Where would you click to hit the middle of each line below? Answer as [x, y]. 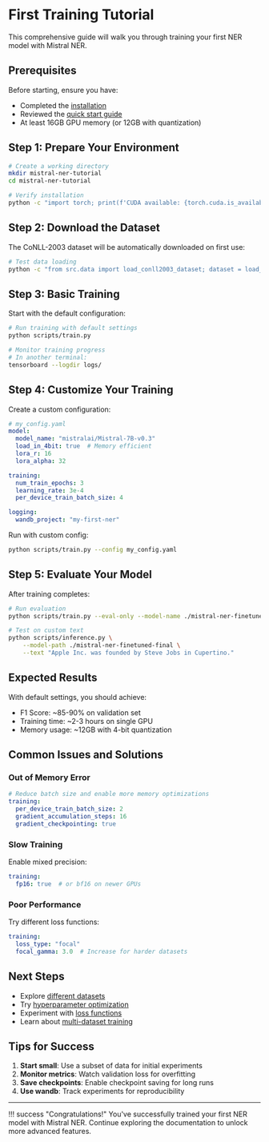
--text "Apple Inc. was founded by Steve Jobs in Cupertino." [128, 653]
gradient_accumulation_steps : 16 [71, 817]
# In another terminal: [48, 357]
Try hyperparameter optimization [74, 1004]
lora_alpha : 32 [41, 461]
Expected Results [53, 678]
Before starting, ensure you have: [63, 90]
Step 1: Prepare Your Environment [94, 148]
